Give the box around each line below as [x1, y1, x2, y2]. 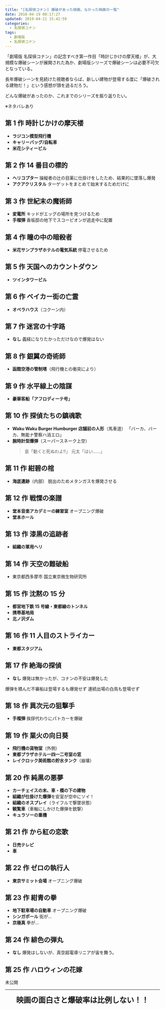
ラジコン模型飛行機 [12, 133, 52, 139]
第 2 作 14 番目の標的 [5, 161, 68, 169]
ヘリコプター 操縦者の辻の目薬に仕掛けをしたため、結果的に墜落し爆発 [12, 175, 156, 181]
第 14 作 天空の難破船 [5, 560, 69, 568]
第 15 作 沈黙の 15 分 [5, 589, 65, 598]
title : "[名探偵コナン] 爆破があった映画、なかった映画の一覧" [5, 7, 119, 12]
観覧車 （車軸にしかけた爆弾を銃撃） [12, 806, 86, 812]
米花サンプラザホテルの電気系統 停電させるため [12, 247, 109, 252]
